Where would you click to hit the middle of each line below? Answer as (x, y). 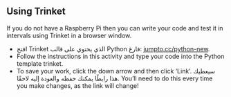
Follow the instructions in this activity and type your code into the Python (120, 56)
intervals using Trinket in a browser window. (69, 35)
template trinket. (40, 63)
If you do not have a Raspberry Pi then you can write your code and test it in (115, 28)
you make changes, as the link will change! (77, 85)
